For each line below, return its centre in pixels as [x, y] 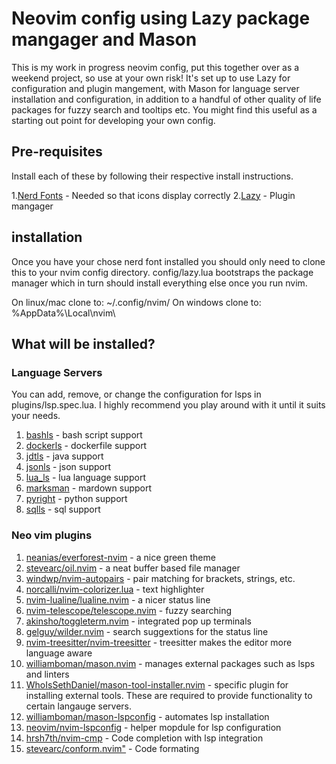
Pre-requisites [57, 152]
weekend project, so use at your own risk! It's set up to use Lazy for [151, 78]
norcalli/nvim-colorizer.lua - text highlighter [115, 589]
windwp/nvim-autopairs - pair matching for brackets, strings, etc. [160, 578]
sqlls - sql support [63, 509]
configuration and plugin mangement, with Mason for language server [155, 88]
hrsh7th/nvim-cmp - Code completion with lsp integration [144, 738]
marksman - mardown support [89, 488]
